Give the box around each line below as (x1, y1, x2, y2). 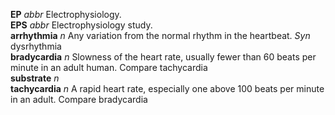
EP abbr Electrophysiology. (10, 9, 122, 20)
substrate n (10, 72, 60, 84)
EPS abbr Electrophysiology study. (10, 19, 153, 31)
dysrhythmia (10, 40, 62, 52)
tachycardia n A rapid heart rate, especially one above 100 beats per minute (10, 83, 325, 94)
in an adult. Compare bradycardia (10, 94, 148, 105)
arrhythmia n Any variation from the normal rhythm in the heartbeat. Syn (10, 30, 311, 41)
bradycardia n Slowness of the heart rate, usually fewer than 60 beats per (10, 51, 317, 63)
